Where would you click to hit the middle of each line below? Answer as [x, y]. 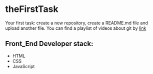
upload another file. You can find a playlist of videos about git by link [76, 28]
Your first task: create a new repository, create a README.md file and [77, 23]
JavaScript [23, 66]
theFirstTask [32, 9]
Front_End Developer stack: [49, 44]
